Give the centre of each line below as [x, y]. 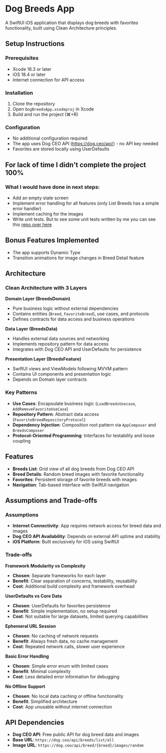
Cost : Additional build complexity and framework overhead [73, 586]
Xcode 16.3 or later [32, 69]
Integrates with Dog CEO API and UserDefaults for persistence [77, 349]
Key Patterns [21, 392]
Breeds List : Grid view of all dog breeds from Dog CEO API [73, 469]
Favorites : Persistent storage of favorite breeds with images [74, 479]
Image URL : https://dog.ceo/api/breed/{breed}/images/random [78, 745]
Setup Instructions [35, 44]
